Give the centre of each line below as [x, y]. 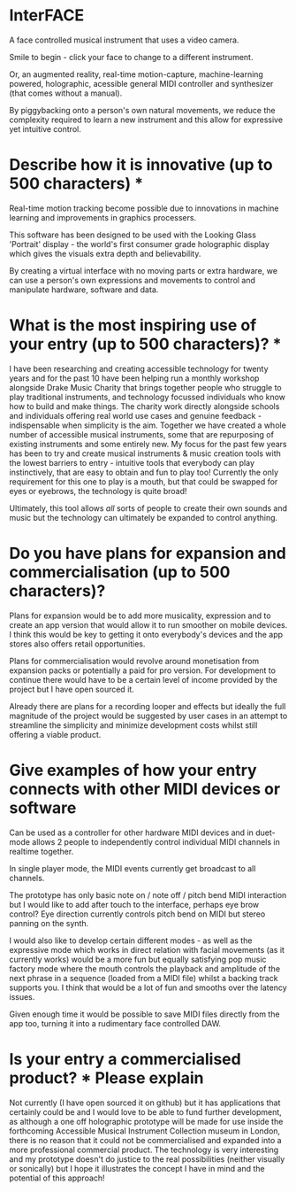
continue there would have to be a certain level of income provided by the [144, 679]
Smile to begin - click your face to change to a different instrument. [131, 57]
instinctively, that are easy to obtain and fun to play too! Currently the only [144, 472]
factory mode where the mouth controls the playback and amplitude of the [145, 968]
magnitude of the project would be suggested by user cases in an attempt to [148, 716]
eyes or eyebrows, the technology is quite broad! [98, 491]
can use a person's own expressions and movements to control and [133, 280]
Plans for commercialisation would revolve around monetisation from [134, 661]
